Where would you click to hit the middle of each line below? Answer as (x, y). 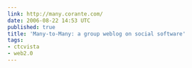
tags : (15, 40)
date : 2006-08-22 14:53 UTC (49, 21)
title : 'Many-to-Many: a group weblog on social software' (97, 34)
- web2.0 (20, 54)
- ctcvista (23, 47)
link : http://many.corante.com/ (55, 14)
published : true (31, 27)
